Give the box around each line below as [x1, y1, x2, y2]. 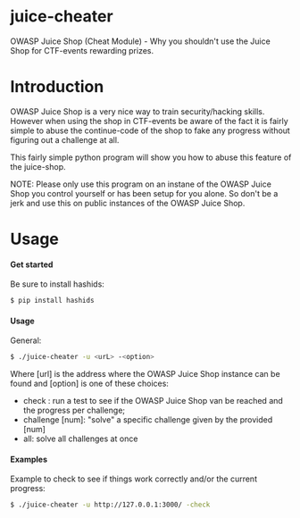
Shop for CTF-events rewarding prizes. [10, 45, 154, 55]
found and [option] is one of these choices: [10, 378, 169, 389]
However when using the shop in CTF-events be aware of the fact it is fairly [10, 115, 288, 126]
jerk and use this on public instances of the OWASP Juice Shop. [10, 197, 246, 208]
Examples [10, 454, 48, 464]
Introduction [10, 77, 104, 97]
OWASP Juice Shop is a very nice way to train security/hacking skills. [10, 105, 265, 117]
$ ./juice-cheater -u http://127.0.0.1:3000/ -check [10, 500, 211, 510]
